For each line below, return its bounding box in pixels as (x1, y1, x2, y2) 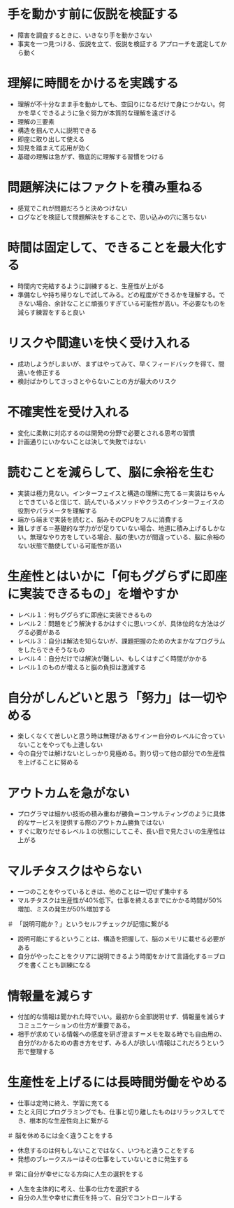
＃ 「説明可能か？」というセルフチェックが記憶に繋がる (7, 920, 170, 928)
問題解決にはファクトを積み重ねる (7, 180, 204, 196)
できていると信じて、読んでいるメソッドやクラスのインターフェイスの (23, 497, 225, 506)
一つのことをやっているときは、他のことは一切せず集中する (17, 888, 189, 896)
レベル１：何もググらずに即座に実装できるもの (17, 610, 152, 619)
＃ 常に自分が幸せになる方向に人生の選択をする (7, 1170, 144, 1179)
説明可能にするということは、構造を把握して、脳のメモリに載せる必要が (17, 935, 226, 943)
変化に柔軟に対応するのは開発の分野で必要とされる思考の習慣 (17, 428, 196, 437)
